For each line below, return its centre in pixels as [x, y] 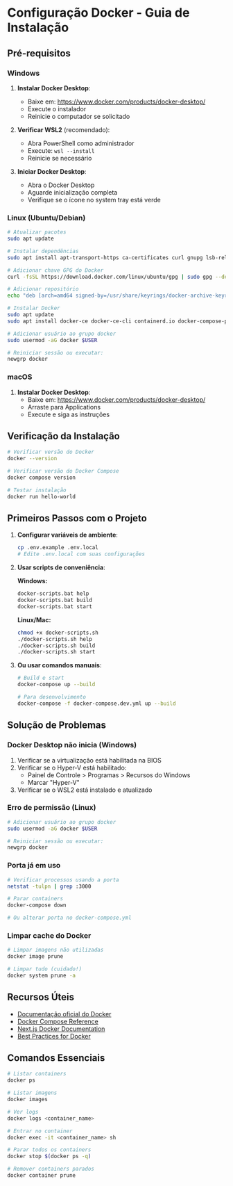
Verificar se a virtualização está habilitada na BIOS [89, 760]
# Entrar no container [40, 1131]
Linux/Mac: [34, 619]
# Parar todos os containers [49, 1150]
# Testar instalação [37, 490]
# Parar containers [35, 899]
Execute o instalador [57, 108]
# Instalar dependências [43, 251]
